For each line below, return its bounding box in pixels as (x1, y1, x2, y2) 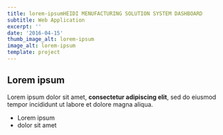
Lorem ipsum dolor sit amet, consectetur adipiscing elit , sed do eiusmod (7, 93, 217, 101)
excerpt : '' (7, 23, 42, 30)
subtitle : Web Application (7, 17, 85, 24)
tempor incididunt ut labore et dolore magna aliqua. (7, 100, 154, 108)
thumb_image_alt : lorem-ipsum (7, 36, 95, 43)
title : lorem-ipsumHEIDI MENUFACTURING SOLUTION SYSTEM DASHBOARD (7, 10, 203, 17)
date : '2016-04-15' (7, 29, 64, 37)
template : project (7, 49, 60, 56)
